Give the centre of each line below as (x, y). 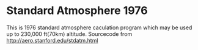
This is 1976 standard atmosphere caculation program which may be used (99, 27)
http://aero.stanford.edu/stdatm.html (52, 40)
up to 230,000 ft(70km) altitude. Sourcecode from (69, 34)
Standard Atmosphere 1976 (77, 11)
